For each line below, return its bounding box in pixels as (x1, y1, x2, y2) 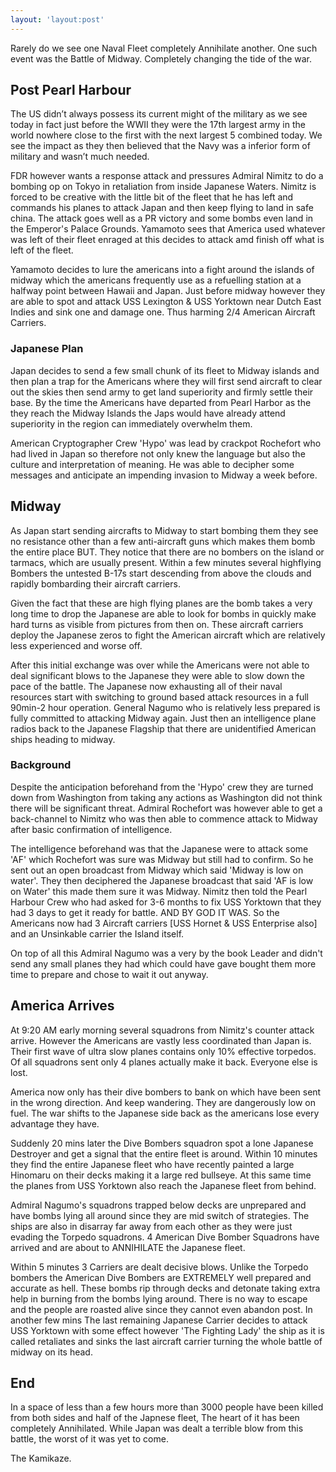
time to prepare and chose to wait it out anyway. (10, 968, 209, 980)
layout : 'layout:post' (10, 14, 105, 25)
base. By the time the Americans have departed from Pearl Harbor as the (10, 396, 312, 408)
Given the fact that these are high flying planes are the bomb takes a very (10, 597, 313, 609)
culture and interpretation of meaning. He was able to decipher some (10, 458, 295, 470)
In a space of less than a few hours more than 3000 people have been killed (10, 1401, 324, 1413)
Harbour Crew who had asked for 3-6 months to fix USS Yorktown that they (10, 896, 322, 908)
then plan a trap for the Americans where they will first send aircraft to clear (10, 375, 323, 387)
